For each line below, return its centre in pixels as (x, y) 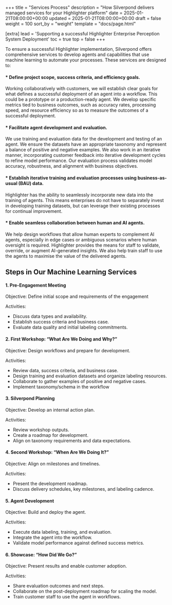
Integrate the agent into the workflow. (52, 537)
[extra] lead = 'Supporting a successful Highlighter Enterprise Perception (83, 34)
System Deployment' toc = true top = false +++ (55, 39)
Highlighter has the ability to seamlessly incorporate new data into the (79, 195)
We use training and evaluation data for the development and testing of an (84, 139)
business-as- (152, 178)
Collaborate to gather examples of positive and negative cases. (80, 381)
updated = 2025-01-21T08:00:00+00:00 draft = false (105, 18)
